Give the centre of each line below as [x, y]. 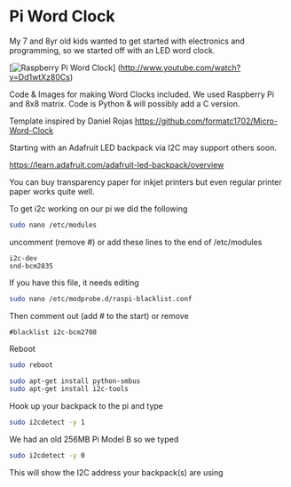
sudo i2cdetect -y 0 [47, 456]
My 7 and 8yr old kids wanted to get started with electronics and [127, 41]
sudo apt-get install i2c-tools [69, 389]
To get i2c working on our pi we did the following [98, 208]
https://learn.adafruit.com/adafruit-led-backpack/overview [117, 164]
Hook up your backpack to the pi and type [87, 406]
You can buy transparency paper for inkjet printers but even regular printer [145, 182]
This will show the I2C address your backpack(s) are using [116, 473]
